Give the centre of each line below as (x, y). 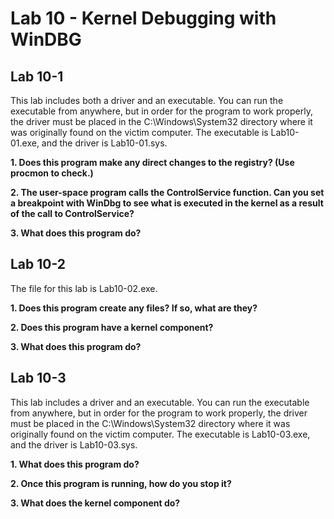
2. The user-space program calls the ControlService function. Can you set (167, 192)
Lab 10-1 (37, 76)
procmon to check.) (52, 173)
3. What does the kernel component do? (95, 503)
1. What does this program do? (75, 464)
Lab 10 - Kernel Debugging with (143, 18)
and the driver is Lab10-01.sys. (104, 143)
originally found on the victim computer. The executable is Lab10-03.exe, (160, 434)
